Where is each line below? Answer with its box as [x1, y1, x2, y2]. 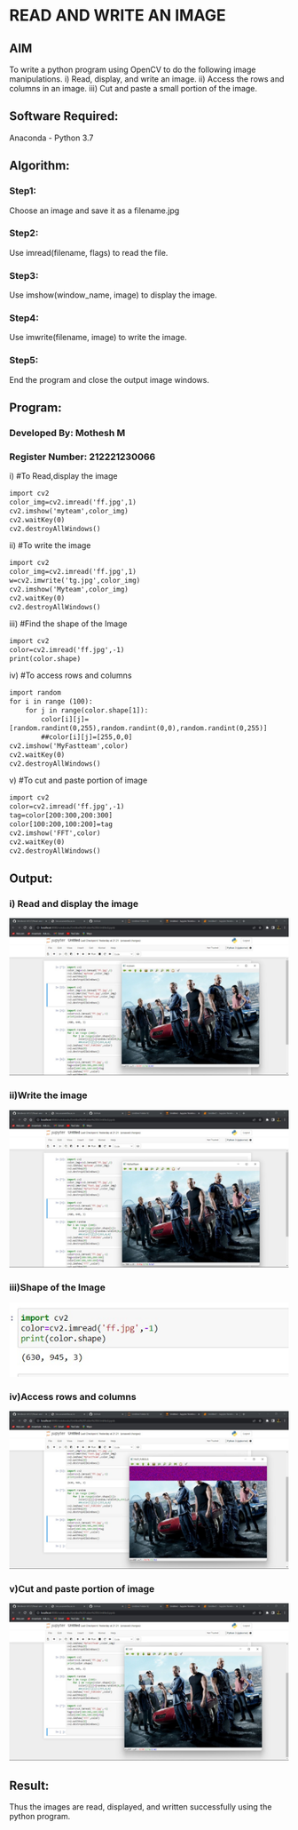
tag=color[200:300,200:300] [9, 811, 114, 820]
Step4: [9, 312, 40, 324]
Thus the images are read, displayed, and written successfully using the [9, 1802, 272, 1812]
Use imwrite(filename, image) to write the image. [9, 332, 188, 343]
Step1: [9, 185, 37, 197]
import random [9, 688, 62, 697]
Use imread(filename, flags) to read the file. [9, 247, 169, 258]
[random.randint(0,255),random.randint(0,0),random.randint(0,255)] [9, 724, 268, 733]
